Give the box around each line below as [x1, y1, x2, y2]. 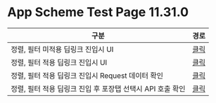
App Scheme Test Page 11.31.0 [7, 4, 189, 20]
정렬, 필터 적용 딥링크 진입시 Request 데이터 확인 [11, 71, 164, 81]
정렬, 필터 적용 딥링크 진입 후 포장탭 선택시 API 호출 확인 [11, 83, 186, 93]
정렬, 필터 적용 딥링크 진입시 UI [11, 57, 108, 67]
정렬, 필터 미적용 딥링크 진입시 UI [11, 44, 114, 54]
